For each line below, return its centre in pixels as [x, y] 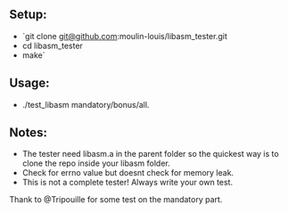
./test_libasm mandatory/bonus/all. [86, 104]
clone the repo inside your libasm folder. [96, 163]
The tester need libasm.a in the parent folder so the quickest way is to [150, 154]
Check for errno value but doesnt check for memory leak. [128, 173]
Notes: [28, 133]
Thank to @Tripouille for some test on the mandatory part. [116, 200]
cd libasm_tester [52, 45]
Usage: [30, 83]
